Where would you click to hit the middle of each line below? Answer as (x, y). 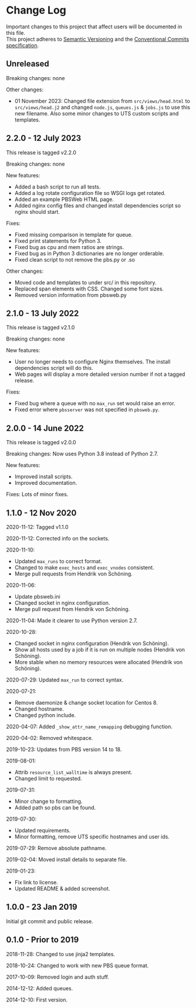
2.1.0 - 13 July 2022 (43, 313)
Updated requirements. (43, 830)
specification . (23, 45)
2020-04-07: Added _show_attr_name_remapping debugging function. (89, 726)
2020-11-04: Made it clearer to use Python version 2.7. (72, 620)
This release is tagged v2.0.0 (41, 442)
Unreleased (28, 64)
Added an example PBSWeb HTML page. (64, 199)
